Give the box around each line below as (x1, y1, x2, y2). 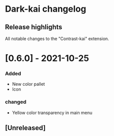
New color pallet (12, 81, 45, 87)
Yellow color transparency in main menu (12, 110, 93, 116)
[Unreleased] (5, 124, 46, 132)
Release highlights (5, 23, 63, 31)
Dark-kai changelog (5, 3, 86, 15)
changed (5, 98, 27, 105)
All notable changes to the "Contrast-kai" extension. (5, 36, 109, 41)
